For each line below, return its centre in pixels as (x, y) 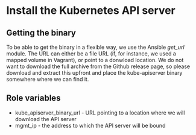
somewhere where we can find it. (48, 79)
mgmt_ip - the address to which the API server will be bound (90, 125)
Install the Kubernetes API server (91, 11)
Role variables (33, 98)
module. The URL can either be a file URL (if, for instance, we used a (91, 54)
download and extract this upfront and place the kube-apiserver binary (94, 73)
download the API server (46, 119)
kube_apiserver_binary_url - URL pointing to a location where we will (100, 113)
